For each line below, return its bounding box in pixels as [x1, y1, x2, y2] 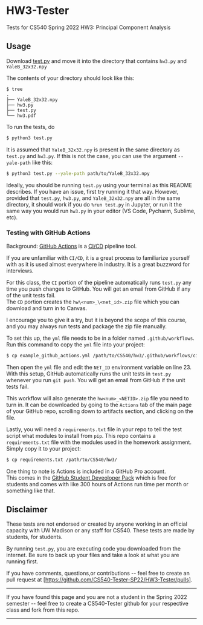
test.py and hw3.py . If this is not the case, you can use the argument [6, 152, 177, 159]
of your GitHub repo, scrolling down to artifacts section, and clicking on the [6, 407, 193, 415]
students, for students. [6, 534, 63, 541]
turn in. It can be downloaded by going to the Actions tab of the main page [6, 401, 192, 408]
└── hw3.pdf [6, 113, 36, 119]
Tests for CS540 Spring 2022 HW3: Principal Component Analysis [6, 24, 171, 31]
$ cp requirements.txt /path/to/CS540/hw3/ [6, 457, 118, 463]
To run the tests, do [6, 123, 55, 130]
